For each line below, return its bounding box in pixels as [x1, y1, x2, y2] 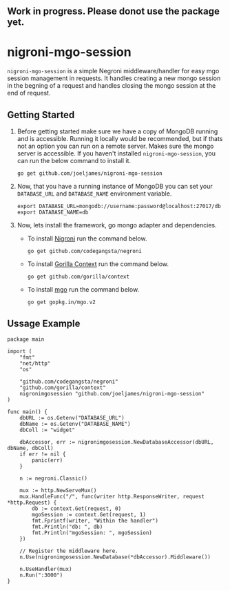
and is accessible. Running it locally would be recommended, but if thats [17, 135, 223, 143]
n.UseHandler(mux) [19, 565, 72, 572]
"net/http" [19, 359, 51, 367]
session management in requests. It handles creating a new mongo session [7, 74, 221, 82]
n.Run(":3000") [19, 572, 63, 579]
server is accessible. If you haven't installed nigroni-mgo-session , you [17, 149, 216, 158]
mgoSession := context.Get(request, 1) [32, 511, 147, 518]
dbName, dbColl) [7, 444, 54, 451]
